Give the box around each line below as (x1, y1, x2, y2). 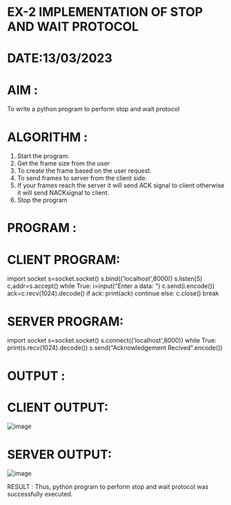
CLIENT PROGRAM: (7, 251, 121, 267)
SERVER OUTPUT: (7, 446, 112, 462)
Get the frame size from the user (17, 160, 110, 168)
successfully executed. (7, 490, 73, 498)
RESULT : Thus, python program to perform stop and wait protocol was (7, 483, 209, 491)
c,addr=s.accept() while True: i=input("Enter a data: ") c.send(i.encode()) (7, 282, 215, 290)
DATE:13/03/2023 (7, 50, 112, 66)
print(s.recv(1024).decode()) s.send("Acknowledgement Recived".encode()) (7, 343, 223, 352)
